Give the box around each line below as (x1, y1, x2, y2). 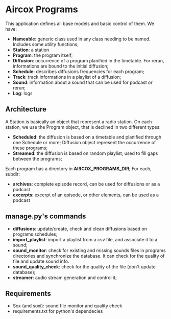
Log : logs (12, 90, 33, 96)
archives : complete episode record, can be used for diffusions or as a (12, 180, 160, 187)
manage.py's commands (5, 212, 86, 221)
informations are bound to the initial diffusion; (12, 63, 109, 69)
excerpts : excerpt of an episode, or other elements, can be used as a (12, 192, 159, 198)
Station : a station (12, 47, 50, 53)
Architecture (5, 105, 47, 113)
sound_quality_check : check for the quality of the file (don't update (12, 263, 156, 269)
